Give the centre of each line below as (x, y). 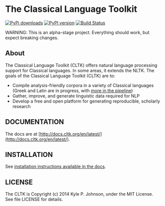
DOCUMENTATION (35, 122)
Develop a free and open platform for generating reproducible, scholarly (86, 101)
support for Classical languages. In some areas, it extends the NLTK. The (80, 70)
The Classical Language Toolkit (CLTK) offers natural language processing (81, 65)
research (21, 106)
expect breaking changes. (32, 38)
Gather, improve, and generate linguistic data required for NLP (76, 96)
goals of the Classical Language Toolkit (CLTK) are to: (60, 76)
